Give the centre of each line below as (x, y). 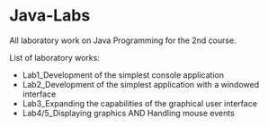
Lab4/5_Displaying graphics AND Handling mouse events (129, 113)
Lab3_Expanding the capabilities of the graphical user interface (140, 103)
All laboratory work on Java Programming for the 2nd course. (123, 40)
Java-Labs (50, 16)
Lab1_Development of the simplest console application (123, 75)
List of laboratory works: (55, 57)
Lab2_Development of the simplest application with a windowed (140, 84)
